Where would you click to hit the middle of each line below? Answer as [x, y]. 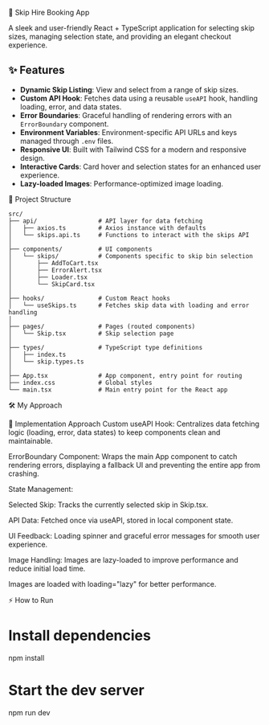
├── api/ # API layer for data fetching [106, 221]
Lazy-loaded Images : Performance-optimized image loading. [121, 183]
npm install [26, 657]
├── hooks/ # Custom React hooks [90, 298]
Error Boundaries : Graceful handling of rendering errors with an [126, 115]
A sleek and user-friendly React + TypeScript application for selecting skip [132, 28]
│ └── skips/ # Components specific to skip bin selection [130, 256]
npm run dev [29, 712]
